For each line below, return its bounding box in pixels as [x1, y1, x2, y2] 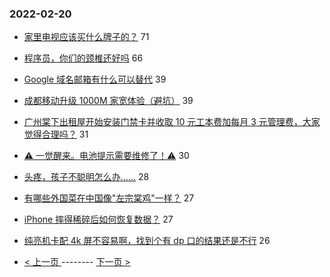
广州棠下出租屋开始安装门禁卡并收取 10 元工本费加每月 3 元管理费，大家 [23, 116, 321, 128]
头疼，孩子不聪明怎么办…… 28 [23, 171, 150, 183]
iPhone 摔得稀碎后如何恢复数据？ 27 [23, 213, 174, 226]
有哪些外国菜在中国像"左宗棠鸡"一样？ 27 [23, 192, 195, 204]
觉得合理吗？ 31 [23, 128, 89, 141]
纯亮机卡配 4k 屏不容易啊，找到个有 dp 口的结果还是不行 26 [23, 235, 271, 247]
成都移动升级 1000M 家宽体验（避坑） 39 [23, 95, 194, 107]
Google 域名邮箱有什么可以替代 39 [23, 73, 167, 86]
